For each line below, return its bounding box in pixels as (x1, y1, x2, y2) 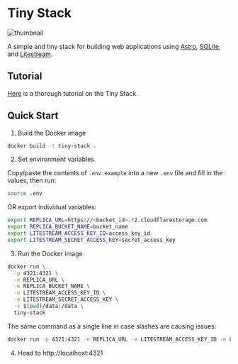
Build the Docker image (17, 128, 86, 137)
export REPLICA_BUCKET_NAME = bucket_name (7, 224, 129, 231)
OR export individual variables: (7, 203, 97, 211)
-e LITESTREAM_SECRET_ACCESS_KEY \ (13, 296, 119, 303)
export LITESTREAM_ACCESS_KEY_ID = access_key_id (7, 230, 151, 237)
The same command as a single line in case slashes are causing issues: (7, 321, 217, 331)
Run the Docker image (17, 249, 83, 258)
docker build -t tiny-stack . (7, 142, 97, 150)
